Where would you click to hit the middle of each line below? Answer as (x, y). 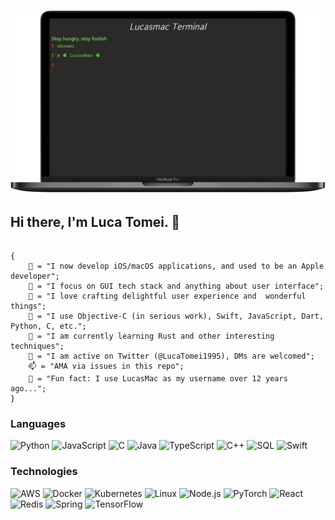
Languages (38, 424)
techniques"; (37, 346)
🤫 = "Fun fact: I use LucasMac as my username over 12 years (158, 379)
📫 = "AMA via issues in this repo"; (106, 366)
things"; (28, 306)
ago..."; (28, 389)
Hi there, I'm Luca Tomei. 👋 (95, 221)
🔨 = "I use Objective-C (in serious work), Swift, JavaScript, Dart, (176, 316)
